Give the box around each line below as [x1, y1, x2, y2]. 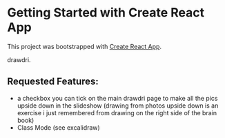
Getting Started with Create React [7, 5, 205, 21]
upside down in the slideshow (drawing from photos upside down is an [17, 101, 219, 110]
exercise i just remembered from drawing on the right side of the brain [17, 108, 217, 117]
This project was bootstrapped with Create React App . [7, 42, 162, 50]
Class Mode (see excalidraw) [17, 123, 100, 132]
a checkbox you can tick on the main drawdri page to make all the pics [17, 94, 218, 102]
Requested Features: [7, 76, 99, 88]
